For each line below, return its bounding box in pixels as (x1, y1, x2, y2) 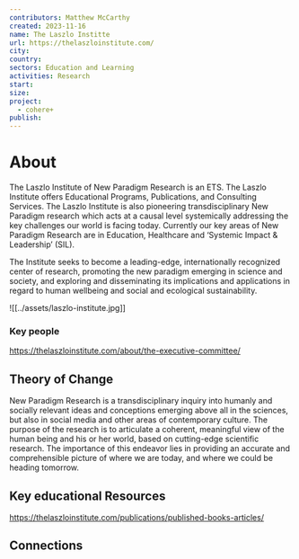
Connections (9, 538, 84, 554)
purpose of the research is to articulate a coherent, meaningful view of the (9, 424, 285, 435)
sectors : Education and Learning (9, 64, 135, 73)
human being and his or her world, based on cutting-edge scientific (9, 433, 259, 445)
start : (9, 80, 34, 89)
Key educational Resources (9, 488, 166, 503)
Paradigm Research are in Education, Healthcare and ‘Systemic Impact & (9, 230, 278, 241)
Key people (9, 324, 60, 337)
